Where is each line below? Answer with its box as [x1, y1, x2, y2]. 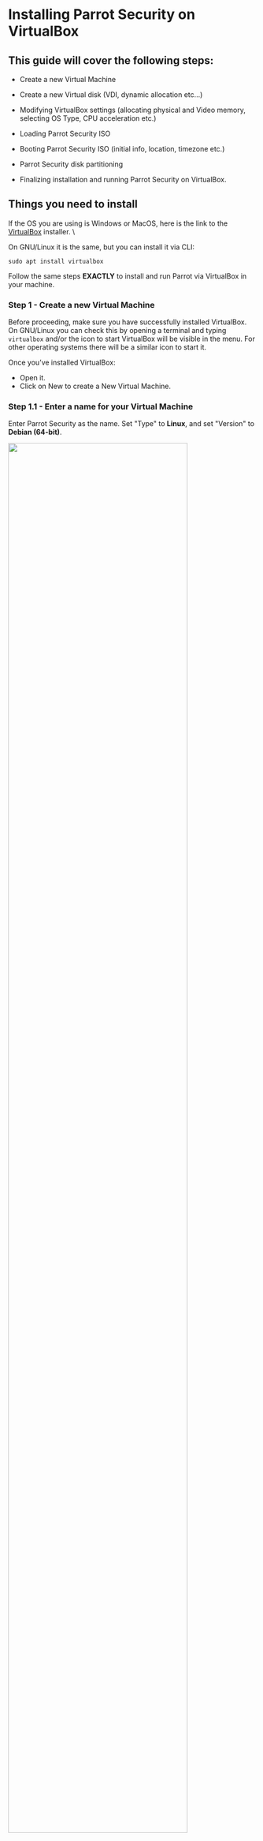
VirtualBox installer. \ [8, 226, 76, 236]
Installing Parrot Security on [8, 6, 195, 24]
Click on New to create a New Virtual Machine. [19, 381, 172, 391]
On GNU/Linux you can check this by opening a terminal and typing [8, 326, 227, 335]
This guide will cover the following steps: [8, 54, 214, 67]
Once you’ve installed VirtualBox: [8, 357, 116, 368]
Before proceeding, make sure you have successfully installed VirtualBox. [8, 317, 247, 327]
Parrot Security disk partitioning [19, 159, 124, 169]
